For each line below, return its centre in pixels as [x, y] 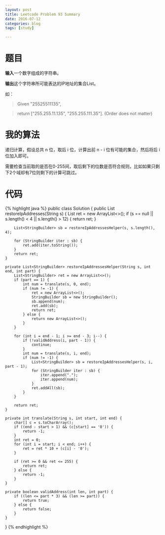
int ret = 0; [27, 440]
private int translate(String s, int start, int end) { [64, 418]
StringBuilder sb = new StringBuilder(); [75, 297]
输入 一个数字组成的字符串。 [33, 73]
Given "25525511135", [39, 104]
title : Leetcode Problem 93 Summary [43, 14]
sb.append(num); [48, 301]
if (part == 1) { [32, 280]
